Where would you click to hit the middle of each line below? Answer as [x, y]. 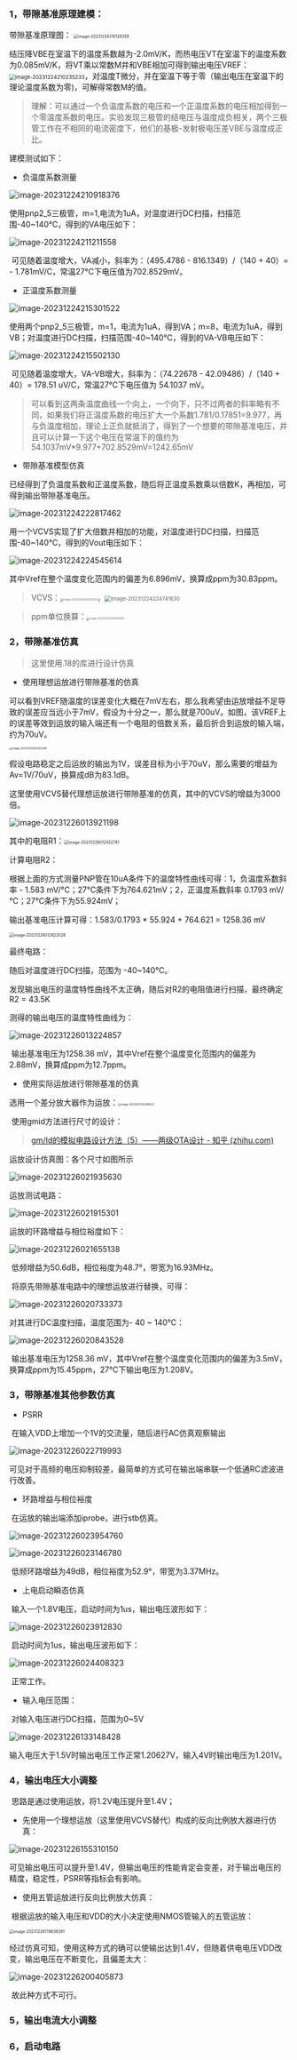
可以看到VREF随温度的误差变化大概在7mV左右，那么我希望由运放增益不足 [144, 700]
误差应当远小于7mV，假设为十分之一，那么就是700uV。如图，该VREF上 [155, 712]
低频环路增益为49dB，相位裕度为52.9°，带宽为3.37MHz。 [117, 1571]
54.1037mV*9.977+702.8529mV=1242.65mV [112, 447]
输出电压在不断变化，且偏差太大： [86, 1959]
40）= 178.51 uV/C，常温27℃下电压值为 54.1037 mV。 [109, 385]
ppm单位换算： [59, 617]
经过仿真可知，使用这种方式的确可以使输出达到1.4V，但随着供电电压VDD [142, 1948]
